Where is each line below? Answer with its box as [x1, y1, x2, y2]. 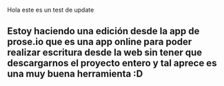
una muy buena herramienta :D [7, 68, 143, 80]
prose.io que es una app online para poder [7, 36, 192, 48]
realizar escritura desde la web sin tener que [7, 47, 203, 59]
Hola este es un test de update [7, 6, 94, 14]
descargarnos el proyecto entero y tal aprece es [7, 57, 217, 69]
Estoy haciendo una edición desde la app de [7, 25, 200, 37]
